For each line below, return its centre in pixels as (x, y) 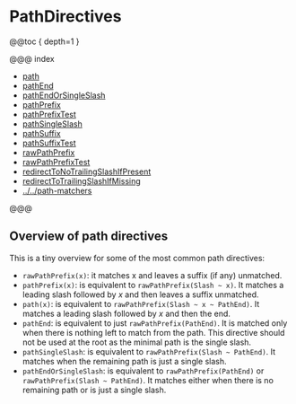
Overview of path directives (89, 237)
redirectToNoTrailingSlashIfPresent (87, 171)
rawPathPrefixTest (56, 162)
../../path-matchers (57, 190)
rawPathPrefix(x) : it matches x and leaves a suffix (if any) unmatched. (152, 275)
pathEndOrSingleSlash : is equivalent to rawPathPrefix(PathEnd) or (143, 371)
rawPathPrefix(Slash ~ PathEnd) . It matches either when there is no (148, 380)
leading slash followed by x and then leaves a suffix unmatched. (140, 294)
